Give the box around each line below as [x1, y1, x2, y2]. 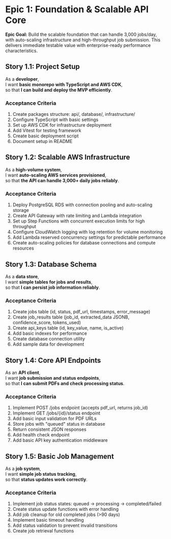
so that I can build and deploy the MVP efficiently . [5, 87, 112, 93]
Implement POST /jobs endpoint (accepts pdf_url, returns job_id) [12, 405, 149, 411]
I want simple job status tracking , [5, 471, 77, 477]
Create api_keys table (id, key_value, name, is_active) [12, 325, 124, 331]
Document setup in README [12, 138, 73, 144]
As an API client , [5, 370, 41, 376]
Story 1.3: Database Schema [5, 260, 97, 268]
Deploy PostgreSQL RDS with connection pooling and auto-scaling [12, 202, 153, 208]
